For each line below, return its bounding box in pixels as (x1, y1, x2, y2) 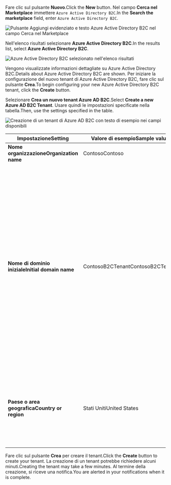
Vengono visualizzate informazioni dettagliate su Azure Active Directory (5, 66, 156, 71)
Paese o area (8, 399, 40, 405)
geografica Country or (8, 405, 62, 411)
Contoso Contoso (83, 150, 124, 157)
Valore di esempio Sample (91, 135, 154, 142)
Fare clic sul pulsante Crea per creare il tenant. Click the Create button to (5, 452, 158, 459)
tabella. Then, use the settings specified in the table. (5, 108, 114, 113)
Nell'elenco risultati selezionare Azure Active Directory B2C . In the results (5, 40, 160, 46)
